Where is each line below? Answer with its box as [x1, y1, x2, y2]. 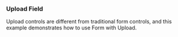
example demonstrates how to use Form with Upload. [6, 24, 137, 31]
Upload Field [6, 5, 43, 13]
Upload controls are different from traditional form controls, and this [6, 18, 172, 25]
